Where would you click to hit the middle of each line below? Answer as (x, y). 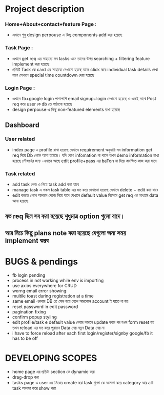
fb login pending (29, 275)
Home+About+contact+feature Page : (51, 24)
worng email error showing (39, 291)
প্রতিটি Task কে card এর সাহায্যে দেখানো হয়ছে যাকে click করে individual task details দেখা (85, 69)
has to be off (25, 338)
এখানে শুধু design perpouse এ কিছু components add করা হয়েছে (67, 35)
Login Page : (20, 88)
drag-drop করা (26, 377)
